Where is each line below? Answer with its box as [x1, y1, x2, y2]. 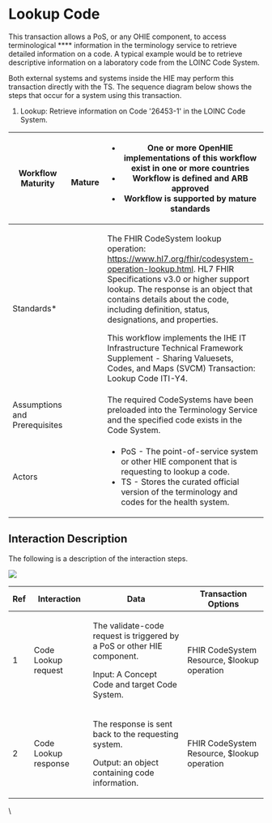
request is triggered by [92, 630, 180, 641]
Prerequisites [12, 419, 63, 431]
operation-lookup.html [107, 263, 194, 274]
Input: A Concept [92, 668, 158, 679]
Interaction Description [8, 532, 128, 546]
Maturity [20, 178, 55, 189]
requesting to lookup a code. [121, 465, 230, 477]
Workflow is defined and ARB [132, 172, 249, 183]
